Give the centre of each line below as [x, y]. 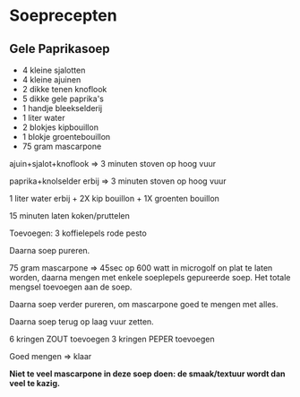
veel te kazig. [35, 383]
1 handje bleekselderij [62, 108]
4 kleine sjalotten [54, 70]
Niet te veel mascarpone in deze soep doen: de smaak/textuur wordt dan [147, 374]
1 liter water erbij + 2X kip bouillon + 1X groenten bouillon [114, 198]
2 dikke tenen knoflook [64, 89]
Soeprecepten [64, 16]
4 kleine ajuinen [51, 80]
